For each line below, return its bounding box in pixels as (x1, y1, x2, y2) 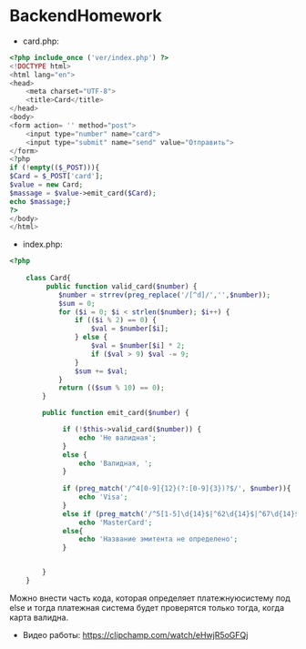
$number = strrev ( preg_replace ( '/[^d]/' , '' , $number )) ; (57, 290, 271, 299)
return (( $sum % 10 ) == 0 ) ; (57, 383, 166, 392)
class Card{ (25, 274, 71, 283)
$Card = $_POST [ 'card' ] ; (9, 172, 104, 181)
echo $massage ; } (9, 197, 71, 206)
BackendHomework (9, 5, 162, 26)
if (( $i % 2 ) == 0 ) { (74, 316, 157, 325)
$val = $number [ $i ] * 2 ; (90, 341, 185, 350)
